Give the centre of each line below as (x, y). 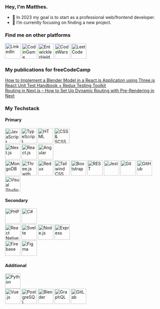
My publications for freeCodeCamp (48, 70)
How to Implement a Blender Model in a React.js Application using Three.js (80, 80)
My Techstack (22, 108)
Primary (13, 120)
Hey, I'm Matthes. (26, 7)
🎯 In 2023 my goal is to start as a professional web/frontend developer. (83, 18)
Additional (16, 265)
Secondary (17, 200)
